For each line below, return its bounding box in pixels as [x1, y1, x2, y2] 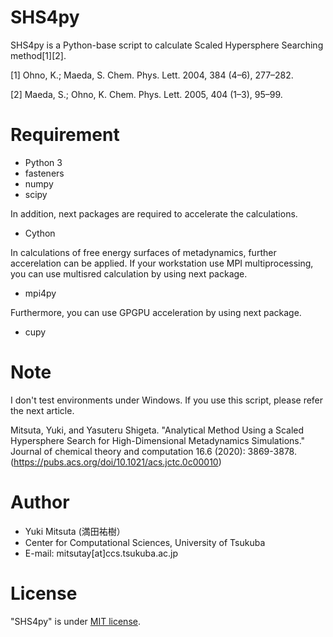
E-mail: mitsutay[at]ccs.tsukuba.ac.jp [24, 547, 179, 559]
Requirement [10, 124, 120, 146]
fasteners [24, 167, 65, 179]
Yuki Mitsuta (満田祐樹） [24, 525, 126, 537]
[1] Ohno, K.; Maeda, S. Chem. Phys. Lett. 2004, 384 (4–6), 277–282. [10, 69, 294, 81]
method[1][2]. [10, 49, 67, 61]
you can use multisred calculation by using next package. [10, 267, 248, 280]
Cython [24, 227, 56, 239]
